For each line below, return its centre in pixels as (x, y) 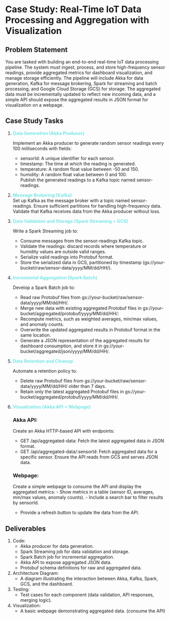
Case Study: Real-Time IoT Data (73, 9)
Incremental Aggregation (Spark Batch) (55, 277)
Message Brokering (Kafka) (42, 195)
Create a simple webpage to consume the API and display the (77, 486)
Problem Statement (37, 50)
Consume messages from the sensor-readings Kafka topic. (82, 241)
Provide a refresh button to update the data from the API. (80, 513)
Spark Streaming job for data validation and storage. (75, 551)
